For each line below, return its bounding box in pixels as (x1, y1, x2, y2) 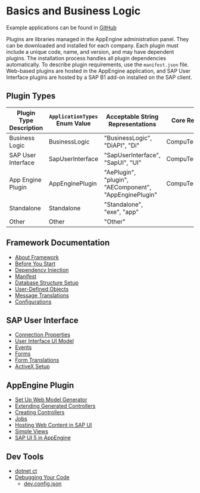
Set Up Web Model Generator (14, 396, 87, 403)
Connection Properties (14, 331, 70, 338)
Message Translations (14, 292, 70, 299)
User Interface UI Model (14, 338, 74, 345)
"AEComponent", (104, 183, 152, 191)
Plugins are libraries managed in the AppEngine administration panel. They (6, 35, 189, 42)
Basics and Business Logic (6, 4, 141, 18)
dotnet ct (14, 467, 37, 474)
